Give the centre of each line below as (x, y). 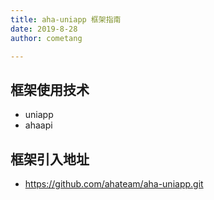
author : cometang (46, 38)
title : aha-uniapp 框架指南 (66, 19)
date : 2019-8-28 (44, 29)
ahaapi (38, 125)
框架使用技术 (50, 89)
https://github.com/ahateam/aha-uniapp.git (114, 184)
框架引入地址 (50, 159)
